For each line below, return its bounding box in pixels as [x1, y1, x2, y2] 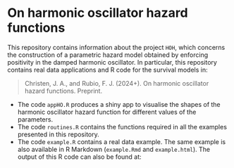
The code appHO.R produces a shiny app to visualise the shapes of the [17, 100, 221, 108]
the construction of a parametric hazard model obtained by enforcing [7, 51, 209, 59]
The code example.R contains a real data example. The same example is [17, 137, 226, 146]
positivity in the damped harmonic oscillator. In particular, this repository [7, 58, 217, 66]
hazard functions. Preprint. [24, 86, 103, 95]
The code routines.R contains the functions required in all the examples [17, 122, 228, 131]
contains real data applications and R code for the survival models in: [7, 65, 208, 74]
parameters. [17, 115, 54, 124]
